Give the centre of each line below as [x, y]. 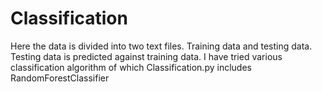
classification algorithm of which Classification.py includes [131, 67]
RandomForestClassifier [60, 78]
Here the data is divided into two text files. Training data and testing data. [161, 46]
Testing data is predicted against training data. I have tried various [146, 56]
